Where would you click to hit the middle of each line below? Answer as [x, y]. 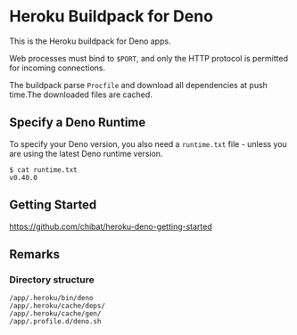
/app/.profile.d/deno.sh [55, 322]
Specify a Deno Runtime [78, 123]
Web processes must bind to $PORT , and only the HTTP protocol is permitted [148, 58]
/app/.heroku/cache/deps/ [57, 306]
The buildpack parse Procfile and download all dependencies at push [138, 85]
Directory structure [52, 280]
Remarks [35, 254]
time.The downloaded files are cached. [81, 94]
